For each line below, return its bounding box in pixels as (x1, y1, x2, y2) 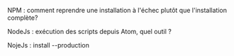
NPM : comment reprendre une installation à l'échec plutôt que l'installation (7, 6, 227, 14)
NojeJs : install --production (7, 41, 90, 49)
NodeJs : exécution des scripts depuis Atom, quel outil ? (7, 28, 172, 35)
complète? (7, 13, 38, 22)
